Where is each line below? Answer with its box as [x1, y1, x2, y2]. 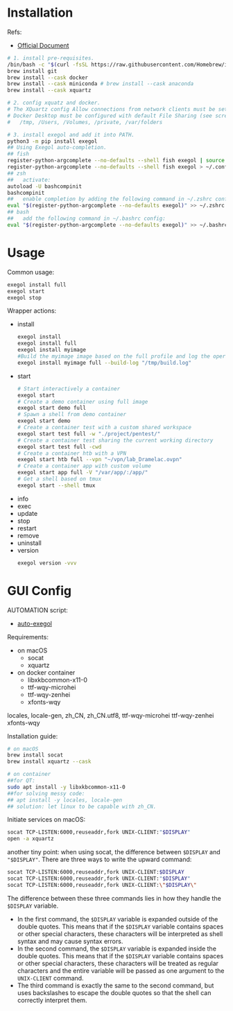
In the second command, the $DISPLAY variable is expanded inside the [17, 944, 217, 953]
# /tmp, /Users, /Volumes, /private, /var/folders [7, 119, 163, 126]
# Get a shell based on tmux [17, 476, 102, 483]
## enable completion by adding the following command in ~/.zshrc [7, 196, 213, 202]
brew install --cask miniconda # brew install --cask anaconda [7, 80, 194, 87]
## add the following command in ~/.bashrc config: [7, 215, 166, 223]
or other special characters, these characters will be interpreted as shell [17, 929, 223, 937]
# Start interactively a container [17, 385, 121, 392]
